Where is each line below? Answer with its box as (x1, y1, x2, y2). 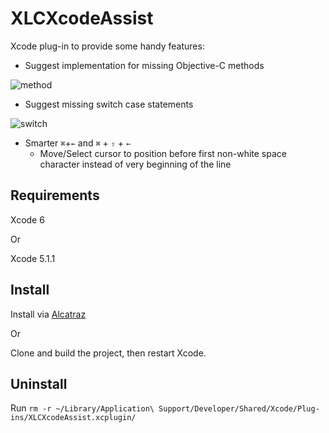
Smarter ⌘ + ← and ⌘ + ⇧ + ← (24, 137, 132, 149)
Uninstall (10, 375, 68, 392)
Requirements (10, 187, 100, 204)
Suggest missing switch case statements (24, 98, 194, 110)
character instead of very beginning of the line (39, 158, 232, 170)
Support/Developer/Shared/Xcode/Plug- (158, 404, 320, 414)
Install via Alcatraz (10, 308, 87, 320)
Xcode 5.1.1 (10, 252, 56, 264)
